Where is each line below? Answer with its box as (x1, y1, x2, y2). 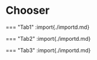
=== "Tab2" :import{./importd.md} (5, 35, 91, 42)
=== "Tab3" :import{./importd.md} (5, 46, 91, 54)
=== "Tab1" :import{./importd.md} (5, 23, 90, 31)
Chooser (5, 4, 50, 17)
